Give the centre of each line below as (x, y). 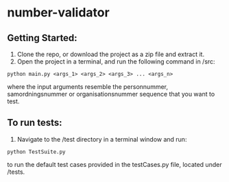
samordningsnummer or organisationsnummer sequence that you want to (111, 94)
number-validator (58, 13)
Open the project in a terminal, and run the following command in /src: (116, 62)
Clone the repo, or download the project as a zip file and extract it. (110, 54)
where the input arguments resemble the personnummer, (88, 87)
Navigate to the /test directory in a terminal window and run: (102, 139)
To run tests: (35, 123)
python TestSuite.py (37, 152)
